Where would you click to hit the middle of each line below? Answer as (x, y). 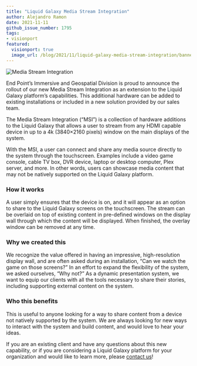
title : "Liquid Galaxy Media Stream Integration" (68, 11)
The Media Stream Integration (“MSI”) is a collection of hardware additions (96, 119)
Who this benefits (32, 301)
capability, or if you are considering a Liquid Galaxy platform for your (89, 350)
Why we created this (36, 242)
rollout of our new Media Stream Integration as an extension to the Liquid (94, 89)
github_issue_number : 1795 (39, 28)
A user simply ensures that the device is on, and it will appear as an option (96, 202)
